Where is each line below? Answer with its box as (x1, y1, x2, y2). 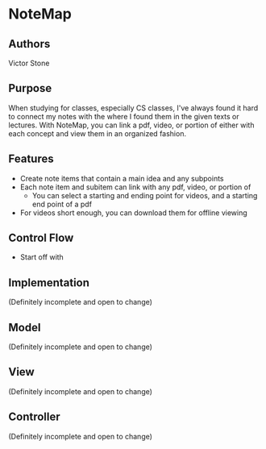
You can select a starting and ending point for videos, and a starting (31, 190, 258, 200)
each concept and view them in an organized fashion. (8, 128, 187, 138)
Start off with (19, 252, 64, 262)
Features (8, 152, 54, 166)
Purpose (8, 81, 52, 95)
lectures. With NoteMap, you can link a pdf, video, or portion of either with (8, 120, 255, 130)
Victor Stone (8, 58, 50, 68)
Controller (8, 410, 60, 424)
